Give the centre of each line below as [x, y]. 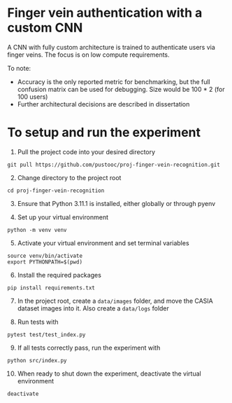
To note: [19, 68]
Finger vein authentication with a [105, 13]
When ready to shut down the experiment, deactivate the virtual [109, 374]
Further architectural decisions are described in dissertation [103, 104]
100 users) [32, 97]
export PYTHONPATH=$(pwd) [45, 262]
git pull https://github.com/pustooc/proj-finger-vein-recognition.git [114, 165]
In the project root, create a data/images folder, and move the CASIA [115, 301]
